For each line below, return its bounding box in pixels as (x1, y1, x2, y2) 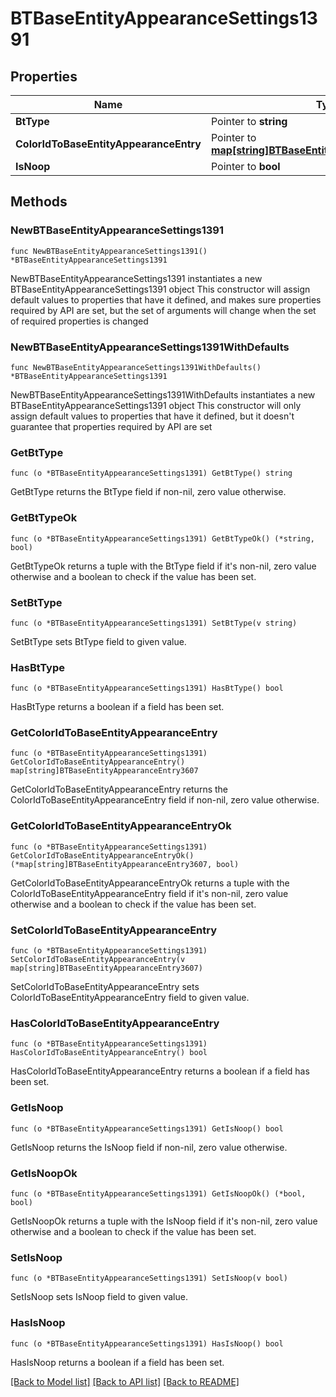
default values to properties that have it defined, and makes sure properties (10, 293, 322, 306)
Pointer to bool (210, 160, 281, 173)
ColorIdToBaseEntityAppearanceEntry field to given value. (10, 992, 250, 1004)
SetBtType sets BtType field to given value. (10, 635, 187, 647)
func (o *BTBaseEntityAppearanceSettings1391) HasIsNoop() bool (10, 1338, 284, 1349)
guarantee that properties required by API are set (10, 420, 213, 432)
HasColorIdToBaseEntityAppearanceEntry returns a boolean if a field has (10, 1065, 310, 1077)
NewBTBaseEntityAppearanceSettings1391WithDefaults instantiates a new (10, 388, 316, 401)
